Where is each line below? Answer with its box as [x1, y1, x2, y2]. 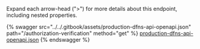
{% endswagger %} [40, 36, 91, 43]
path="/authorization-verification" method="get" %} [6, 30, 139, 37]
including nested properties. [6, 11, 78, 19]
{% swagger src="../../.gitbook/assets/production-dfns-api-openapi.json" [6, 24, 191, 30]
